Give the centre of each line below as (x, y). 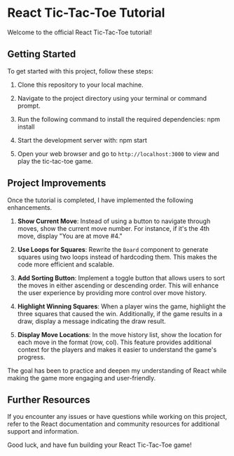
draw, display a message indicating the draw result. (91, 321)
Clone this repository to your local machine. (80, 85)
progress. (31, 357)
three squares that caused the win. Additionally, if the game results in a (120, 313)
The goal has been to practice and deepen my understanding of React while (117, 370)
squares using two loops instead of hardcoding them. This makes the (117, 257)
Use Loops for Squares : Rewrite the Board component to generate (113, 249)
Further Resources (49, 400)
